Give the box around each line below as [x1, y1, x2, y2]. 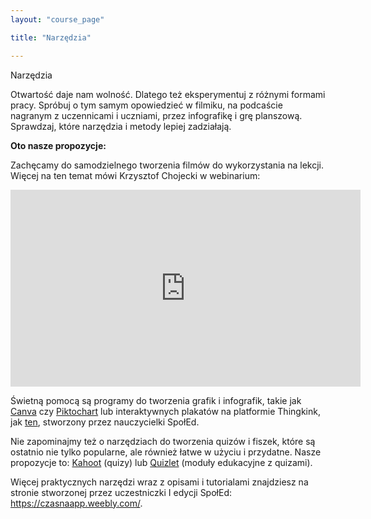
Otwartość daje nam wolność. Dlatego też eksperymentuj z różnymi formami [10, 88, 326, 100]
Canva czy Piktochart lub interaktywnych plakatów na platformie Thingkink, [10, 405, 321, 417]
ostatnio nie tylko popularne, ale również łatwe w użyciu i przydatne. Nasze [10, 446, 322, 458]
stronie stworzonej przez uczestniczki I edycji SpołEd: [10, 486, 232, 498]
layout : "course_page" [10, 14, 105, 25]
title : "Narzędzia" [10, 32, 92, 43]
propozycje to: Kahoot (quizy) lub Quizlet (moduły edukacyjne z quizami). [10, 456, 313, 468]
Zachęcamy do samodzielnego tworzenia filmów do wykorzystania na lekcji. [10, 159, 325, 171]
